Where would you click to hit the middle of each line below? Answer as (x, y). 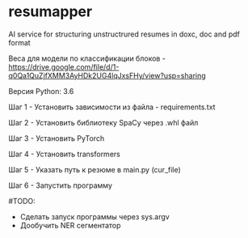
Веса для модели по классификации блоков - (87, 58)
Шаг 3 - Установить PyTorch (57, 138)
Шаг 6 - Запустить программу (61, 185)
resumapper (50, 12)
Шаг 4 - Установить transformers (65, 154)
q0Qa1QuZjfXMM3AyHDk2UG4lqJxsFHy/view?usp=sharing (107, 75)
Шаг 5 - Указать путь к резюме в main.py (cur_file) (95, 169)
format (19, 42)
